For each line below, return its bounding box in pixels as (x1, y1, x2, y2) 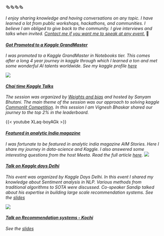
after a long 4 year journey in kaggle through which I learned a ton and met (5, 58, 158, 64)
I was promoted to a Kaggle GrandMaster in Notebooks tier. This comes (5, 53, 150, 58)
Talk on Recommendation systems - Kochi (5, 215, 93, 220)
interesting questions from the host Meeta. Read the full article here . (5, 152, 143, 158)
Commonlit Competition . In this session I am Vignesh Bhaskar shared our (5, 104, 153, 110)
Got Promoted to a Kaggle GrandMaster (5, 42, 88, 48)
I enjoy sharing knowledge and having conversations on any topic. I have (5, 15, 153, 21)
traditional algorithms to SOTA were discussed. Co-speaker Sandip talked (5, 184, 154, 190)
